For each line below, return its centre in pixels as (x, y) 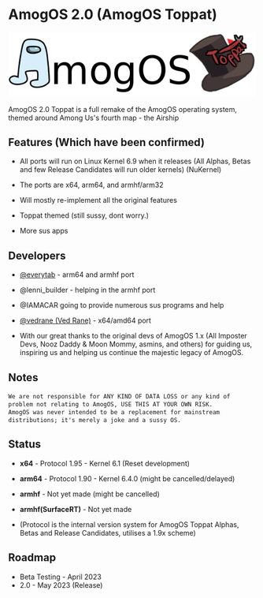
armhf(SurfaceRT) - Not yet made (76, 509)
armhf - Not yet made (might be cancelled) (89, 494)
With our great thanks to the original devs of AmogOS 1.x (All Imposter (133, 336)
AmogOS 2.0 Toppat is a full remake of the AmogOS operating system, (123, 109)
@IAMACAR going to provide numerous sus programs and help (122, 305)
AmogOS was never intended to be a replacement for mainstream (114, 413)
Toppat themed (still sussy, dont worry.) (84, 215)
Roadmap (32, 558)
